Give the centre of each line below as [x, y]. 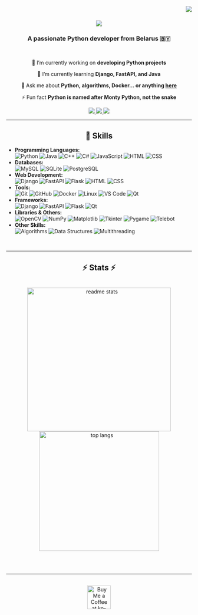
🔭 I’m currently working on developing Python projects [99, 63]
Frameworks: [31, 200]
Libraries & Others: [38, 213]
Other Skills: [30, 225]
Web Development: [39, 175]
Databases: [29, 163]
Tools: [22, 187]
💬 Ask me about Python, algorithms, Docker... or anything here [99, 85]
